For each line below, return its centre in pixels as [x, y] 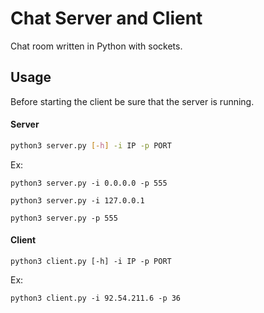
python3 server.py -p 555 [64, 218]
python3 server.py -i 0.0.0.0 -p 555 [89, 183]
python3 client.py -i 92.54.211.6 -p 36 [96, 298]
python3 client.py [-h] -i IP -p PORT [91, 262]
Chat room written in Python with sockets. [96, 46]
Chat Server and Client [106, 18]
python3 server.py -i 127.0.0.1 [77, 200]
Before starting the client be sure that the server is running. [132, 101]
